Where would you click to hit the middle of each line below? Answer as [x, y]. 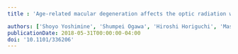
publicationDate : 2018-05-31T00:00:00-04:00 [74, 33]
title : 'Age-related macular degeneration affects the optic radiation [117, 14]
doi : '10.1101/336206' [41, 39]
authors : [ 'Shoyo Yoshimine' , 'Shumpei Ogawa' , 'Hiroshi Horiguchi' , [112, 26]
